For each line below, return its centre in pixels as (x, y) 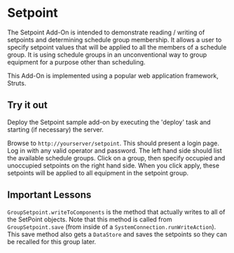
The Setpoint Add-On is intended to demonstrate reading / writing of (106, 32)
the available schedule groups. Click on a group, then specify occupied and (116, 158)
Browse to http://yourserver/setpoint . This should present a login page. (113, 143)
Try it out (27, 105)
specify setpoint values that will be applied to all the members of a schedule (117, 47)
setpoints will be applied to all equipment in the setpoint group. (98, 172)
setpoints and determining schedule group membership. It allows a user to (115, 39)
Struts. (17, 83)
